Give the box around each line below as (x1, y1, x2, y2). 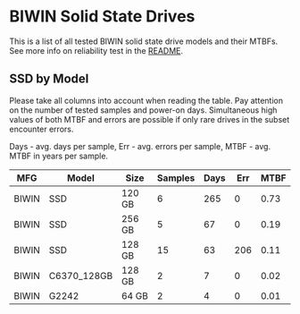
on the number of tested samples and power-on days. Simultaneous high (9, 105, 278, 115)
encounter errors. (9, 123, 74, 134)
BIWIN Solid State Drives (9, 6, 196, 27)
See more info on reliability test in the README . (9, 45, 184, 55)
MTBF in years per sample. (9, 150, 109, 161)
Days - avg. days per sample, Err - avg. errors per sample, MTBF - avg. (9, 140, 271, 151)
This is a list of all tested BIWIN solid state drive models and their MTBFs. (9, 36, 279, 47)
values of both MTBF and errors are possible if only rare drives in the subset (9, 114, 290, 124)
